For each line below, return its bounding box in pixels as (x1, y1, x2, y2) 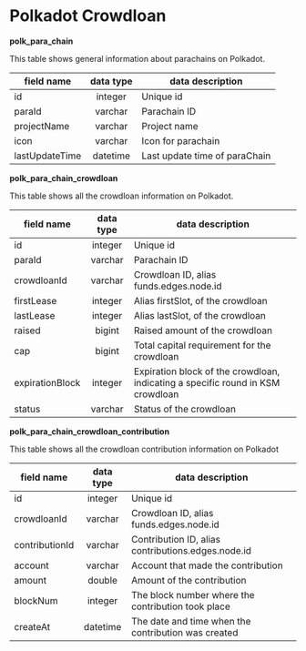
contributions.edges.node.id (130, 544, 252, 556)
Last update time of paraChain (141, 149, 271, 162)
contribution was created (130, 626, 239, 638)
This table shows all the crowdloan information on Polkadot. (9, 190, 234, 201)
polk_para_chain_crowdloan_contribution (9, 425, 170, 437)
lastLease (14, 309, 56, 321)
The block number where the (130, 588, 255, 601)
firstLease (14, 294, 57, 307)
